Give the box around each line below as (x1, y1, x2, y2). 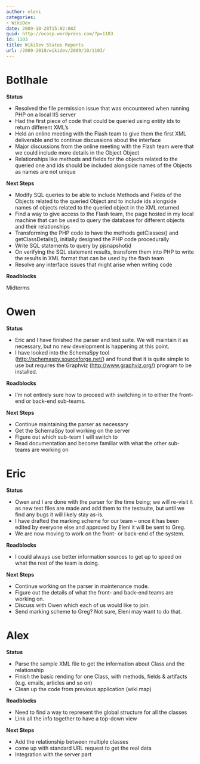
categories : (6, 14, 36, 20)
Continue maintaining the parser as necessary (14, 420, 128, 427)
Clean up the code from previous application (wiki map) (14, 685, 152, 692)
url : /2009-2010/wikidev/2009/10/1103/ (6, 48, 106, 54)
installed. (14, 368, 38, 375)
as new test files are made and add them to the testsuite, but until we (14, 504, 185, 512)
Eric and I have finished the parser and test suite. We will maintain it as (14, 336, 189, 343)
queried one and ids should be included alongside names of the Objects (14, 162, 192, 169)
